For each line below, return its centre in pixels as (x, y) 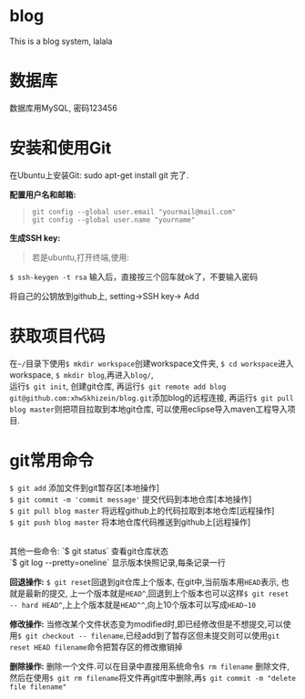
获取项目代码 (58, 336)
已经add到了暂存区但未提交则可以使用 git (203, 635)
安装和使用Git (61, 148)
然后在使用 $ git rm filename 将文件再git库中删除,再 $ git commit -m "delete (152, 677)
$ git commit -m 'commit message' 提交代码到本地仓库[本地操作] (131, 499)
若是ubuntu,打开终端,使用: (81, 257)
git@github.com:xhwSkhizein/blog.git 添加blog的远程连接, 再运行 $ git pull (152, 397)
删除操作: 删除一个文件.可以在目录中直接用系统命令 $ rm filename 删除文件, (149, 666)
